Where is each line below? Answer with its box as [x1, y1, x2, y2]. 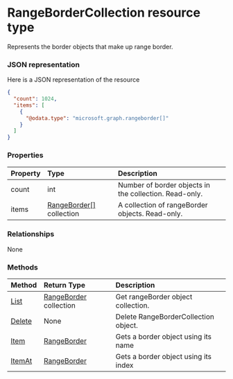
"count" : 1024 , [13, 96, 58, 103]
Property [10, 168, 41, 178]
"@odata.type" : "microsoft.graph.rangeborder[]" [25, 114, 169, 122]
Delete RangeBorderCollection [115, 312, 215, 321]
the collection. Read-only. [117, 188, 203, 198]
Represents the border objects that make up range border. [7, 42, 173, 51]
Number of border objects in [117, 180, 210, 190]
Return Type [44, 281, 85, 290]
